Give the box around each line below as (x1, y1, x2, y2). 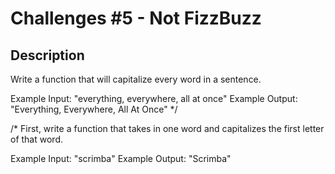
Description (10, 47, 85, 64)
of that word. (10, 133, 63, 145)
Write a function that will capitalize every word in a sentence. (10, 73, 262, 85)
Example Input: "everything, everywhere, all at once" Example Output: (10, 93, 298, 104)
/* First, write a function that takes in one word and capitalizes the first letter (10, 123, 325, 134)
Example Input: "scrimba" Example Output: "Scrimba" (10, 153, 232, 164)
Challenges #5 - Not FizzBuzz (10, 7, 262, 30)
